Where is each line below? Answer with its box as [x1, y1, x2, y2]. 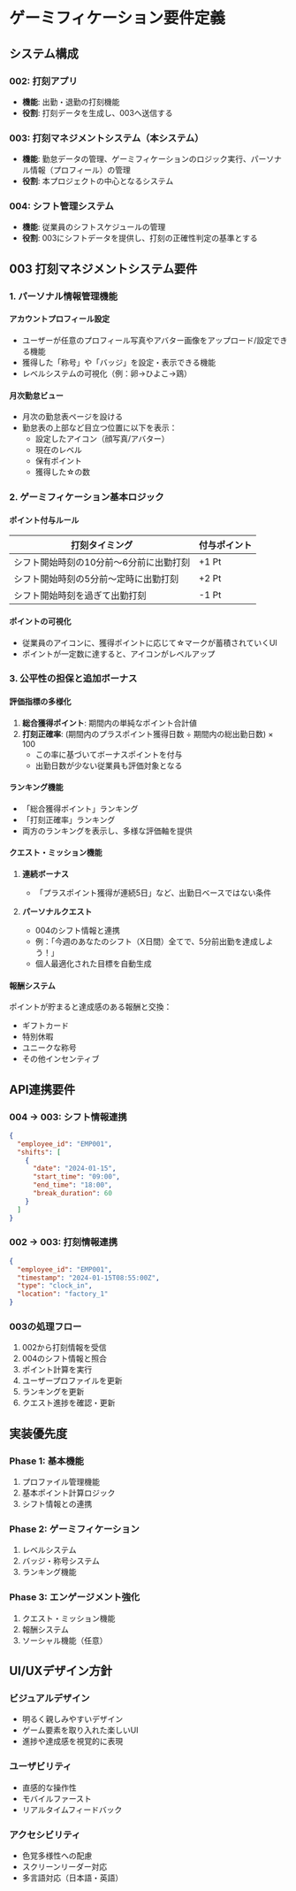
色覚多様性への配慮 [21, 1850, 93, 1861]
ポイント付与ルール [9, 514, 80, 525]
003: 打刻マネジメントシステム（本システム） [9, 132, 204, 144]
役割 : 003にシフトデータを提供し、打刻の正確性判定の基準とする [21, 233, 258, 243]
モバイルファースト [21, 1793, 93, 1803]
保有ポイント [34, 456, 82, 466]
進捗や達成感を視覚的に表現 [21, 1736, 124, 1747]
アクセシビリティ [9, 1828, 81, 1841]
